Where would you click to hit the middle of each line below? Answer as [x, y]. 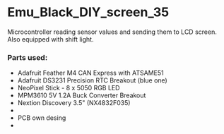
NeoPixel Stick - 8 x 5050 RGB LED [69, 88]
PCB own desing [42, 118]
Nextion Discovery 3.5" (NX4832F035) [74, 103]
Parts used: [28, 57]
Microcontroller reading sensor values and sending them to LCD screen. [112, 32]
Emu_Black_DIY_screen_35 [88, 12]
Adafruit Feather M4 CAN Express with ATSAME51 [90, 73]
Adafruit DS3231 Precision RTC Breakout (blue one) [92, 80]
